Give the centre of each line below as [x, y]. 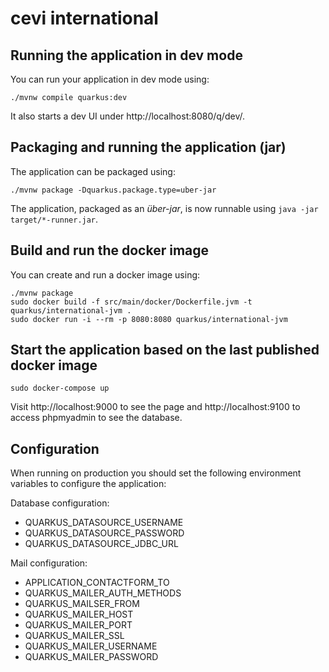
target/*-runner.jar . [54, 219]
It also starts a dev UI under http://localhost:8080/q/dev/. [127, 116]
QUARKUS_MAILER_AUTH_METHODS [103, 593]
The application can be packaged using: [93, 171]
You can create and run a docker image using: [105, 274]
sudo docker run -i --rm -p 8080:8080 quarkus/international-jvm [149, 319]
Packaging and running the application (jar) [148, 147]
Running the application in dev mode [126, 55]
